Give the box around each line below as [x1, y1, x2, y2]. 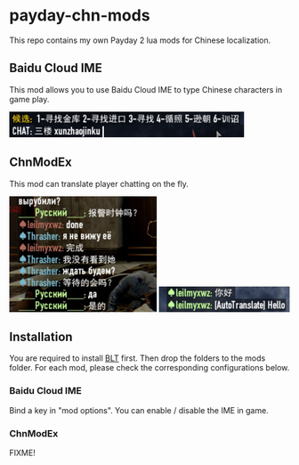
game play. [9, 94, 50, 104]
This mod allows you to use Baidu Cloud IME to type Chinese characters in [9, 84, 283, 94]
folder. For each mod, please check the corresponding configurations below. [9, 363, 290, 373]
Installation [9, 329, 73, 344]
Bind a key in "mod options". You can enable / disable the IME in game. [9, 404, 269, 415]
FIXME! [9, 447, 36, 458]
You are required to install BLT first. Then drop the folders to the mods [9, 353, 266, 363]
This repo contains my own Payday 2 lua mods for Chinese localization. [9, 35, 271, 45]
